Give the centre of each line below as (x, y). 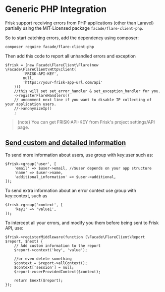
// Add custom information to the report (57, 246)
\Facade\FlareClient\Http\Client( (41, 69)
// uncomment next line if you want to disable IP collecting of (83, 100)
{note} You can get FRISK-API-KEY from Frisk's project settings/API (86, 122)
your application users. (31, 104)
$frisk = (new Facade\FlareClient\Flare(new (52, 65)
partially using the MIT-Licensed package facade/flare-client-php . (74, 28)
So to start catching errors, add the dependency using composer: (72, 38)
